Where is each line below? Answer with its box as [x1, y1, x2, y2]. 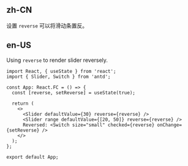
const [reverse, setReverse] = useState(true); [12, 89, 136, 96]
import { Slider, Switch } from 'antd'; [6, 74, 111, 80]
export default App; [6, 154, 59, 160]
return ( [12, 100, 34, 107]
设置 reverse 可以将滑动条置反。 [6, 21, 88, 29]
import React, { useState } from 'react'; [6, 68, 116, 74]
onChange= [157, 122, 182, 128]
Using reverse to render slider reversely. [6, 56, 108, 64]
